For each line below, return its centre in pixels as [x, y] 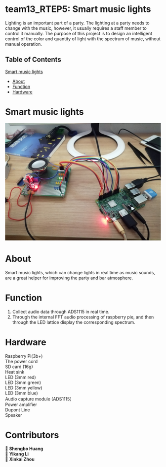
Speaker [14, 415]
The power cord [21, 361]
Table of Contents [33, 60]
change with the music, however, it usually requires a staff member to [76, 28]
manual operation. [23, 44]
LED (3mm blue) [21, 393]
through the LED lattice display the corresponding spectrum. [74, 322]
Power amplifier [21, 404]
